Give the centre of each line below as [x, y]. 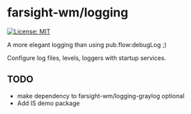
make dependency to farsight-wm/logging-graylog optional [101, 96]
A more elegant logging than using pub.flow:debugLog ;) [87, 44]
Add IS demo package [48, 103]
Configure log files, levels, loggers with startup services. [87, 58]
